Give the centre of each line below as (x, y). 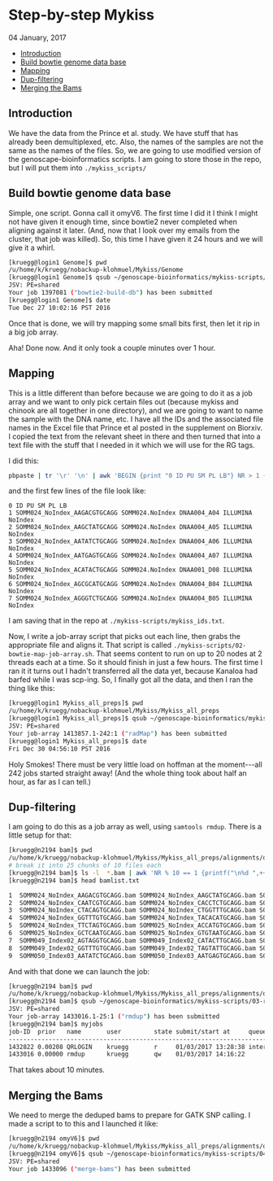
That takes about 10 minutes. (57, 1070)
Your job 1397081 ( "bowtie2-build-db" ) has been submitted (110, 293)
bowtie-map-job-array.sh (50, 654)
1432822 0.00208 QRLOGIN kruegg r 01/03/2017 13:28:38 (127, 1047)
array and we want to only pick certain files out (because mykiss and (123, 401)
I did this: (24, 461)
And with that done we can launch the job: (79, 971)
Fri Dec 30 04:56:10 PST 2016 (60, 749)
